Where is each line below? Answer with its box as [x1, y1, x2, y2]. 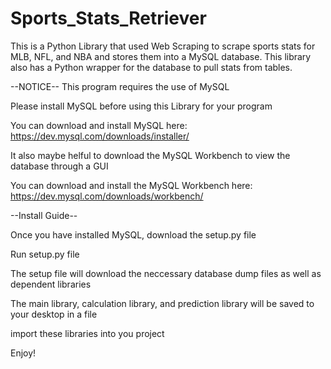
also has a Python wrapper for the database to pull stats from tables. [10, 61, 293, 73]
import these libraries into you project [10, 327, 165, 339]
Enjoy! [10, 347, 37, 359]
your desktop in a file [10, 308, 98, 320]
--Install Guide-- [10, 209, 78, 221]
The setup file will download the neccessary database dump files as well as [10, 267, 322, 279]
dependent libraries [10, 278, 92, 290]
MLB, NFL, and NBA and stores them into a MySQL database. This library [10, 50, 312, 62]
